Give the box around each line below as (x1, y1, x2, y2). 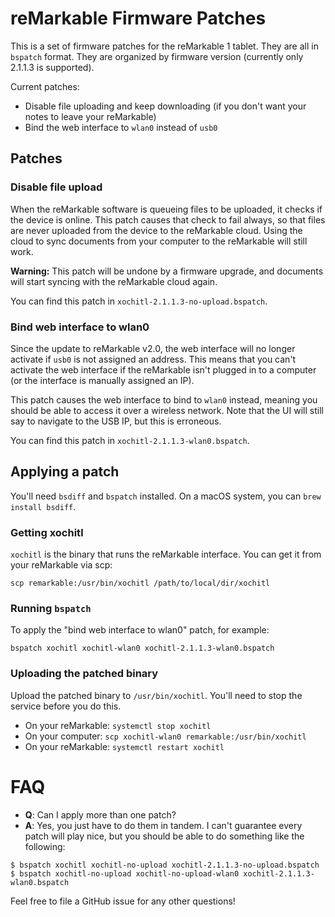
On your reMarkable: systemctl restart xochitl (24, 740, 225, 752)
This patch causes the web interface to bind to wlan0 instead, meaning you (10, 393, 318, 406)
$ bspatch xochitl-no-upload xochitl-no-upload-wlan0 (10, 868, 240, 879)
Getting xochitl (10, 525, 84, 539)
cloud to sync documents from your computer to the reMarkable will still (10, 235, 308, 247)
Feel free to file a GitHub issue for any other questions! (10, 895, 236, 907)
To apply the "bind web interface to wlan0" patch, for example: (10, 624, 270, 636)
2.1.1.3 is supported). (10, 61, 95, 73)
